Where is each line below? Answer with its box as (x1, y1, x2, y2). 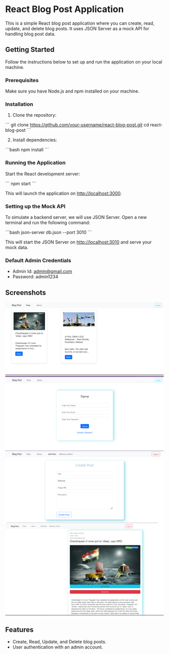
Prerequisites (5, 76, 39, 84)
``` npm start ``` (5, 180, 36, 187)
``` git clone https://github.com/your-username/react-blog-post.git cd (5, 122, 149, 128)
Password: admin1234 (12, 274, 59, 280)
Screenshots (5, 288, 46, 297)
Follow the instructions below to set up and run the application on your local (5, 59, 162, 65)
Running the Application (5, 159, 66, 167)
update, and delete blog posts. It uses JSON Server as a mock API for (5, 25, 149, 31)
